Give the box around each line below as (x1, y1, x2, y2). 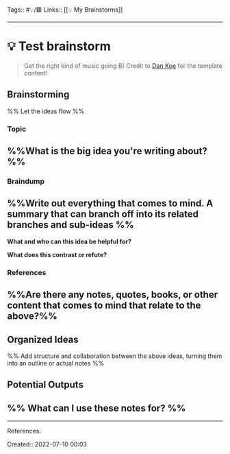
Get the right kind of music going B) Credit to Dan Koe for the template (23, 61, 222, 70)
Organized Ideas (7, 333, 79, 345)
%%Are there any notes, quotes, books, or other (7, 289, 218, 300)
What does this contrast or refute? (7, 250, 107, 259)
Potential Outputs (7, 379, 84, 391)
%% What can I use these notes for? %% (7, 402, 186, 414)
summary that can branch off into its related (7, 208, 199, 220)
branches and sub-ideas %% (7, 219, 135, 231)
